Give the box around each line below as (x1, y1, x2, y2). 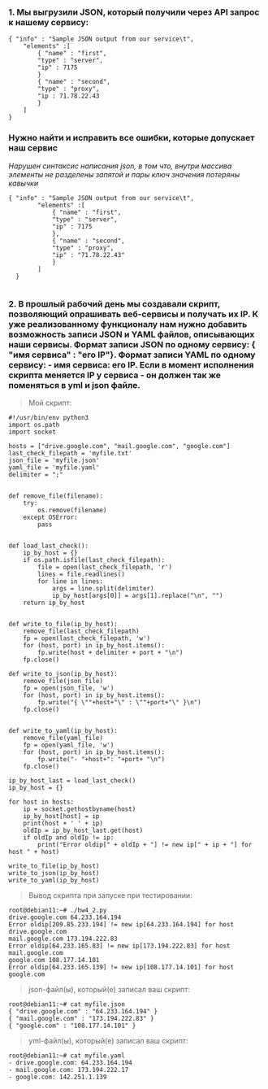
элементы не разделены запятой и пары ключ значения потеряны (8, 169, 240, 179)
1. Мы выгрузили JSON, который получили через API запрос (8, 7, 260, 18)
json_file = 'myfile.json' (8, 456, 100, 464)
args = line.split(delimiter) (51, 584, 154, 592)
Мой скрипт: (28, 398, 72, 407)
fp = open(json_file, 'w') (23, 684, 115, 692)
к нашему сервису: (8, 16, 89, 28)
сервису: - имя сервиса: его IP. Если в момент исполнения (8, 359, 254, 370)
